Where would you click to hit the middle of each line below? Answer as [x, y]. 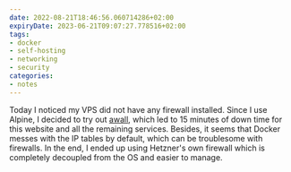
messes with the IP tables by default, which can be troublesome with [136, 138]
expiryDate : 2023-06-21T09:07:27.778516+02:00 [98, 26]
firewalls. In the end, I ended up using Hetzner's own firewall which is [137, 148]
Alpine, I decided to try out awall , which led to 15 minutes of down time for [146, 119]
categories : [31, 76]
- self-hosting [38, 51]
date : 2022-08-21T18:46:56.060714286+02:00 [92, 17]
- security [30, 68]
